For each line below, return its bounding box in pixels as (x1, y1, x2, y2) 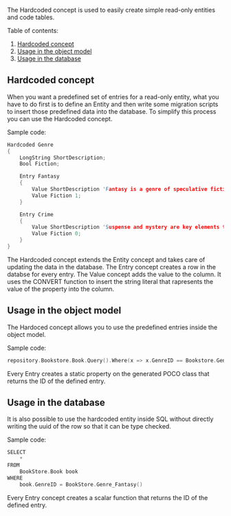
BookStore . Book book (19, 468, 78, 475)
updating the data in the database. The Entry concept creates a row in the (7, 262, 217, 271)
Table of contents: (7, 27, 58, 34)
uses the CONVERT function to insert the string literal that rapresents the (7, 277, 214, 285)
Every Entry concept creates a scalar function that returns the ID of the (7, 493, 208, 502)
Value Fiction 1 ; (32, 192, 81, 199)
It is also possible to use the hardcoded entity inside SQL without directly (7, 415, 214, 423)
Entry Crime (19, 211, 54, 218)
